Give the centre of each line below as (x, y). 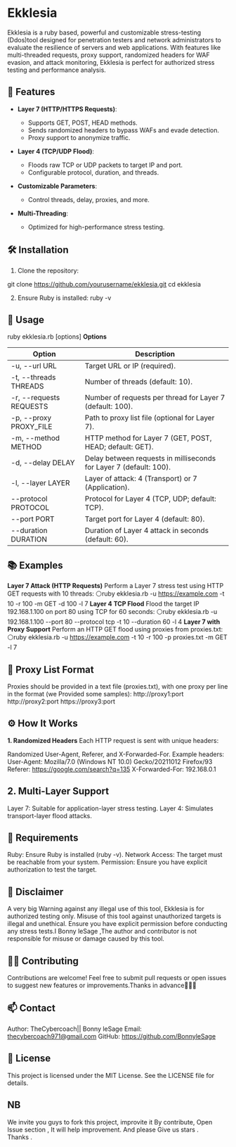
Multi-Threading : (43, 213)
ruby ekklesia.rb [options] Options (57, 337)
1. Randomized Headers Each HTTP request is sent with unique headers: (113, 740)
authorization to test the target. (52, 870)
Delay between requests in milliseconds (150, 458)
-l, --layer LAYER (40, 483)
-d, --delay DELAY (43, 463)
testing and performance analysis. (57, 70)
